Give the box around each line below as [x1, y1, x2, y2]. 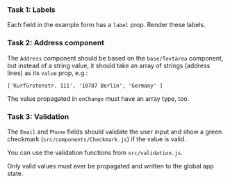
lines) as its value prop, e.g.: [7, 68, 88, 77]
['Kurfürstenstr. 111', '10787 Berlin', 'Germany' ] [7, 82, 163, 89]
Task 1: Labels [7, 5, 56, 15]
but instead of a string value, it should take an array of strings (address [7, 61, 211, 70]
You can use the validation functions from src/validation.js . [7, 148, 183, 157]
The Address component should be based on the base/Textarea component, [7, 54, 224, 62]
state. [7, 169, 24, 177]
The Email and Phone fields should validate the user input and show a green [7, 127, 222, 136]
